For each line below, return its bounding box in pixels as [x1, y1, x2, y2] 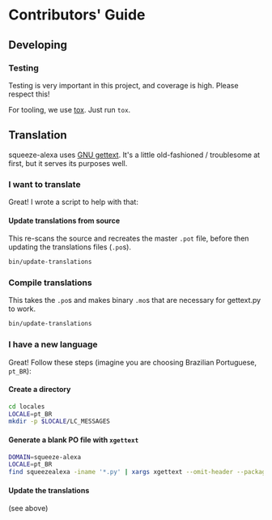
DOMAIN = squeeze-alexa [8, 453, 82, 461]
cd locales [8, 403, 45, 411]
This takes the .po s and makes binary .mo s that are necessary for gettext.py [8, 296, 261, 305]
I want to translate [8, 178, 81, 190]
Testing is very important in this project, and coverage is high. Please [8, 80, 239, 90]
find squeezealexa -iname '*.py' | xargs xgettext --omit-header [8, 468, 233, 476]
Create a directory [8, 385, 71, 394]
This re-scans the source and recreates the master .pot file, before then [8, 233, 249, 244]
